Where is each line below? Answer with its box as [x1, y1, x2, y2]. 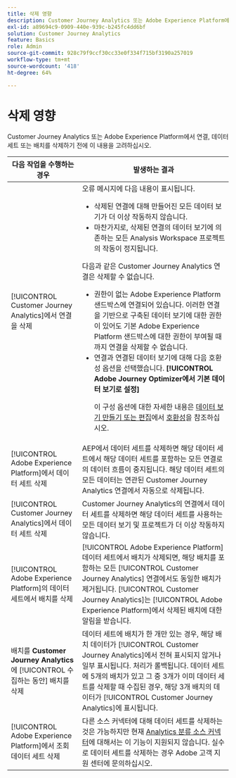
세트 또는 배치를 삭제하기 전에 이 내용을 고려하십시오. [7, 142, 152, 150]
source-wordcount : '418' [7, 63, 80, 70]
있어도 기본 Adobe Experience [102, 321, 200, 331]
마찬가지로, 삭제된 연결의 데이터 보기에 [93, 222, 214, 232]
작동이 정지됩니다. [102, 244, 158, 253]
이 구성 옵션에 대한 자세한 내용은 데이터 [93, 402, 216, 412]
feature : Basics [7, 37, 55, 44]
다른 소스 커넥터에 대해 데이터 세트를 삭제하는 [81, 716, 223, 726]
